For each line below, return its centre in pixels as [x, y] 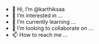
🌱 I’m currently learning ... [44, 22]
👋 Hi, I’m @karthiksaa [38, 9]
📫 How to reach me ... [40, 35]
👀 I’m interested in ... [37, 15]
